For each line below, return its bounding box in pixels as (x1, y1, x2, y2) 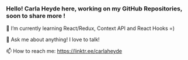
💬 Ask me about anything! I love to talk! (6, 36, 100, 43)
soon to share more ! (6, 12, 66, 20)
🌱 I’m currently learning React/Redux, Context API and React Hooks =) (6, 25, 175, 32)
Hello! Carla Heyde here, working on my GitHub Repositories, (6, 5, 183, 13)
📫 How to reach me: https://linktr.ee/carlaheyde (6, 48, 123, 55)
